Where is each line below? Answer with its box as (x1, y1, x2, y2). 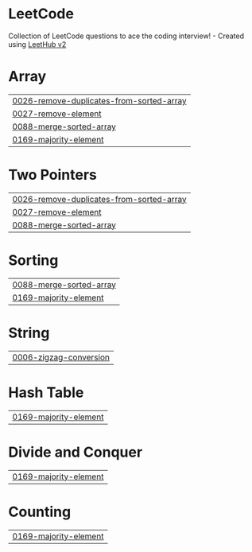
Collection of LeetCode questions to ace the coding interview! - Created (8, 31, 245, 41)
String (8, 324, 50, 342)
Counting (8, 503, 72, 521)
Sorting (8, 251, 59, 269)
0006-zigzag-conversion (12, 352, 110, 363)
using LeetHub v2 (8, 39, 67, 49)
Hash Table (8, 383, 84, 402)
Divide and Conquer (8, 443, 143, 461)
